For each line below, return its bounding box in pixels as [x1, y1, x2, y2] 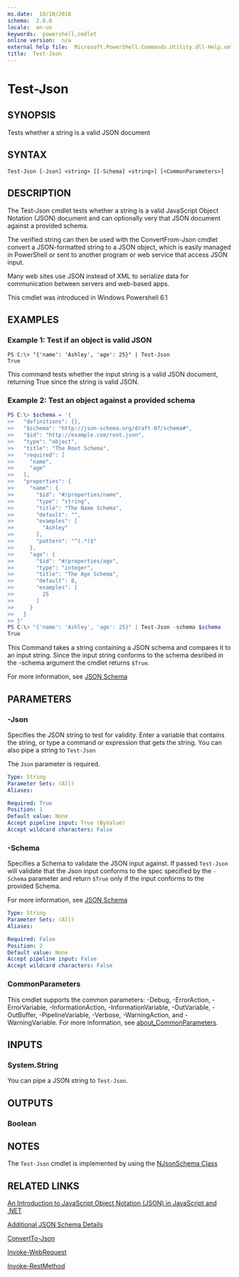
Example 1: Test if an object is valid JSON [7, 335, 152, 345]
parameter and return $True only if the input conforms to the [28, 875, 205, 883]
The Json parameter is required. [7, 759, 100, 768]
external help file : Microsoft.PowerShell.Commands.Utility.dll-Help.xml [7, 44, 234, 51]
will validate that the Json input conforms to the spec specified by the [7, 867, 212, 875]
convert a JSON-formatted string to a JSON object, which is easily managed [7, 243, 231, 251]
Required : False [7, 935, 55, 942]
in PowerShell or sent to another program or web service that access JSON [7, 250, 228, 259]
